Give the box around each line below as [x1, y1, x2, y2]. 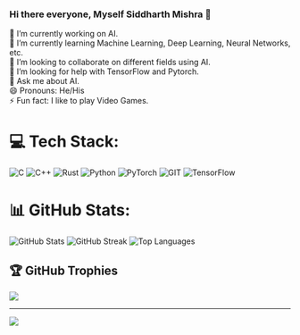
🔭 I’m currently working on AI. [9, 29, 119, 39]
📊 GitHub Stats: [9, 200, 131, 221]
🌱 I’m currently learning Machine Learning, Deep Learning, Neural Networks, [9, 38, 291, 48]
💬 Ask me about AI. [9, 76, 80, 87]
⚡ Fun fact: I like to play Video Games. [9, 96, 149, 106]
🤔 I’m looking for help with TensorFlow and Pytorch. [9, 66, 199, 77]
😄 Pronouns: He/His [9, 85, 85, 96]
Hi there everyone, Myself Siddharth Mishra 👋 [9, 8, 212, 21]
